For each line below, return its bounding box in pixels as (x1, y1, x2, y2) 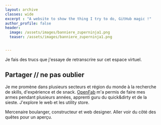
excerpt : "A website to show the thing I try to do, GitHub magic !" (5, 16, 152, 21)
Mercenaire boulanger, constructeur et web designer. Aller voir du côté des (5, 109, 156, 115)
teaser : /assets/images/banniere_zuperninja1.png (9, 35, 112, 40)
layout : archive (5, 7, 38, 12)
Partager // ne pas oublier (5, 71, 84, 79)
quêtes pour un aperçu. (5, 114, 52, 120)
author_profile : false (5, 21, 51, 26)
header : (5, 25, 21, 30)
